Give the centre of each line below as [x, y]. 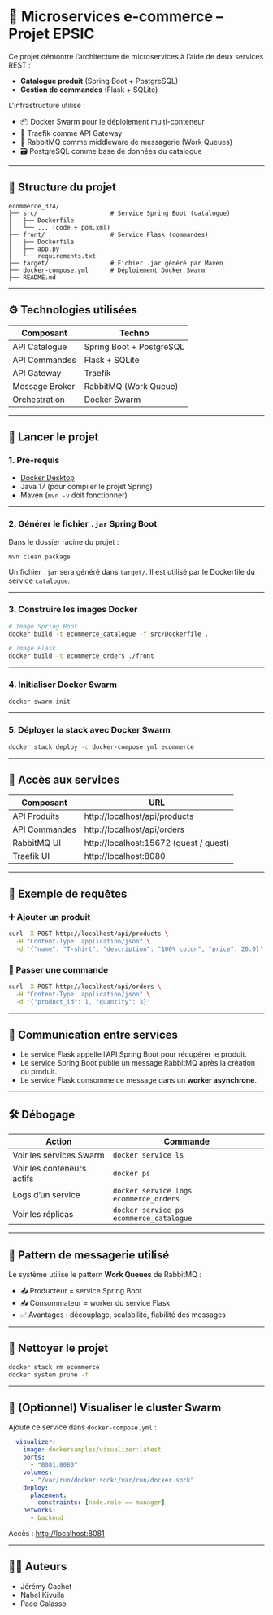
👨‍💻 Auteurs [38, 1567]
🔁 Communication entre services [93, 1035]
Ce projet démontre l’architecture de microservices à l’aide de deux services [136, 56]
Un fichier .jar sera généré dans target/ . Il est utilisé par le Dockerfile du [132, 572]
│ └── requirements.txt [52, 256]
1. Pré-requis [34, 460]
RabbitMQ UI [37, 843]
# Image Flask [32, 649]
